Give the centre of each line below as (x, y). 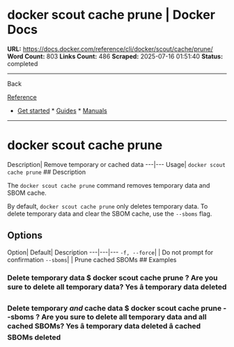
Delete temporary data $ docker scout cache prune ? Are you (112, 277)
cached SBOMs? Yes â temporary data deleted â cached (104, 325)
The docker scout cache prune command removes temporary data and (109, 185)
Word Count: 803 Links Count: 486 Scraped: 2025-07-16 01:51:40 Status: (115, 56)
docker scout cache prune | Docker (111, 15)
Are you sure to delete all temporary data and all (124, 316)
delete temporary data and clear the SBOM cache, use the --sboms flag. (110, 213)
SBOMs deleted (34, 337)
